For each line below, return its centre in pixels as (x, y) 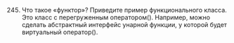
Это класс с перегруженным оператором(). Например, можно (116, 17)
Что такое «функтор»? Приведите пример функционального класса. (124, 10)
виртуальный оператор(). (60, 32)
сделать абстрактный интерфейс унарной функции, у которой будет (124, 25)
